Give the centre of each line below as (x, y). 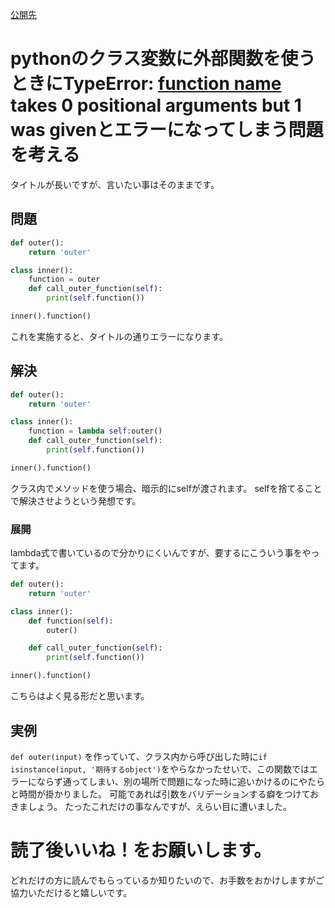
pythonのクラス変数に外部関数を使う (163, 59)
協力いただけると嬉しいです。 (71, 892)
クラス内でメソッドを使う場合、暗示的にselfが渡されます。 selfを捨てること (166, 488)
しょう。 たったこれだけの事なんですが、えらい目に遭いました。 (160, 806)
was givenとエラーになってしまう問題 (167, 130)
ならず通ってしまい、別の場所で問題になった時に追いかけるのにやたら (181, 781)
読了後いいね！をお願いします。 (141, 850)
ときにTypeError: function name (146, 84)
